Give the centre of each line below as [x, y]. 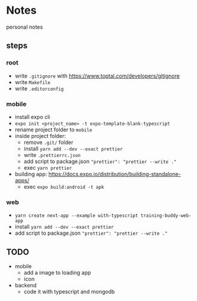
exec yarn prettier [48, 167]
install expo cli [33, 116]
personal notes [24, 27]
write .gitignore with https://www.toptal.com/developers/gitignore [97, 76]
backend [26, 285]
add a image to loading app [57, 273]
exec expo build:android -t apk [64, 186]
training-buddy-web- [166, 216]
